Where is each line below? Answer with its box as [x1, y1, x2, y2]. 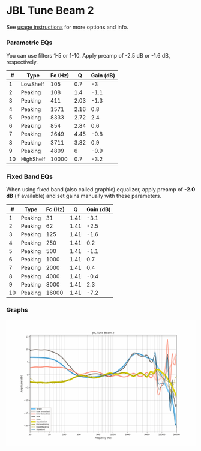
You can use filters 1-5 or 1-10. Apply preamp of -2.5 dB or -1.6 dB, [6, 52, 170, 59]
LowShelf [20, 80, 44, 88]
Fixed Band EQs [6, 172, 53, 181]
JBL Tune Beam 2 [6, 4, 94, 17]
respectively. [6, 58, 38, 66]
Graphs [6, 306, 28, 314]
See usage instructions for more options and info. [6, 23, 129, 31]
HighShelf [20, 155, 46, 163]
